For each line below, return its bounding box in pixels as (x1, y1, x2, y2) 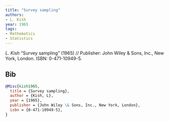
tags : (5, 27, 17, 32)
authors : (5, 12, 24, 17)
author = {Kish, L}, (10, 93, 54, 99)
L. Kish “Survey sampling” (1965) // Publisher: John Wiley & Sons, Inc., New (5, 50, 164, 56)
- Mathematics (5, 31, 36, 36)
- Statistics (5, 36, 33, 41)
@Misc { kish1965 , (5, 84, 40, 89)
